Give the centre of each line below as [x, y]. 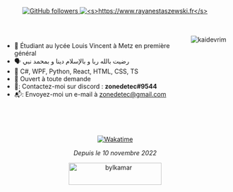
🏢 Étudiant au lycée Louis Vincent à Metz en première [92, 46]
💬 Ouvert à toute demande [52, 79]
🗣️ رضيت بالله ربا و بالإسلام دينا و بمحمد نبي [71, 61]
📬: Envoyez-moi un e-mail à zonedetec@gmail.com [90, 94]
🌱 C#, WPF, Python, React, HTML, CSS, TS [76, 71]
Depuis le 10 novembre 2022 [115, 153]
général [25, 53]
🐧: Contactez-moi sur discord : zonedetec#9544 [85, 86]
